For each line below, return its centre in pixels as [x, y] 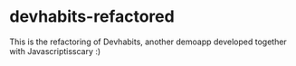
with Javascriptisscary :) [55, 51]
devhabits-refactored [92, 17]
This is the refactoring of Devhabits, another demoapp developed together [148, 42]
